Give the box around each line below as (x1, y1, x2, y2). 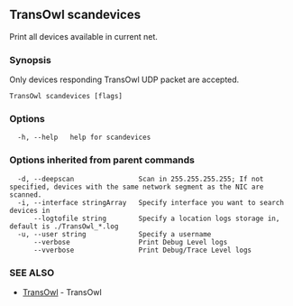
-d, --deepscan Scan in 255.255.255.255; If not (17, 174, 264, 183)
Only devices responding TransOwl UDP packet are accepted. (9, 74, 240, 85)
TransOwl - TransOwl (22, 287, 102, 297)
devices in (9, 206, 50, 215)
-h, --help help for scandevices (17, 133, 151, 143)
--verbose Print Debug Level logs (32, 237, 228, 246)
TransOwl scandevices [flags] (9, 92, 124, 101)
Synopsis (9, 53, 51, 66)
